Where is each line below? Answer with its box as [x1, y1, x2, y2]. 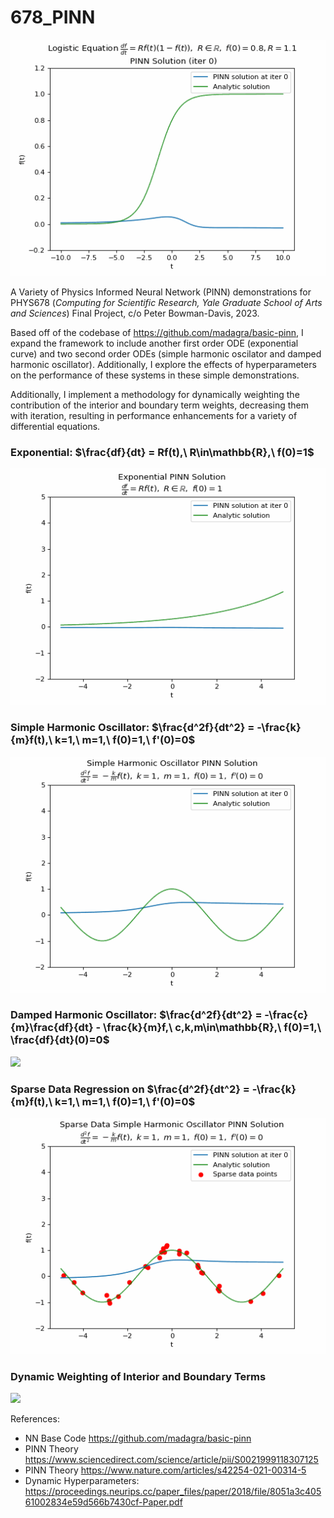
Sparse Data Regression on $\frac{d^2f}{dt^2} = [10, 1082, 250, 1096]
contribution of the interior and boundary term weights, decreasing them [10, 399, 310, 411]
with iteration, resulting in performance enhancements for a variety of [10, 409, 298, 421]
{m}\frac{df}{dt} [10, 1021, 94, 1035]
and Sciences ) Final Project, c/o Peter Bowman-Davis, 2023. [10, 307, 260, 319]
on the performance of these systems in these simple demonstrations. [10, 369, 300, 381]
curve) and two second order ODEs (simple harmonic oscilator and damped [10, 347, 322, 360]
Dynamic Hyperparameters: [24, 1475, 140, 1487]
